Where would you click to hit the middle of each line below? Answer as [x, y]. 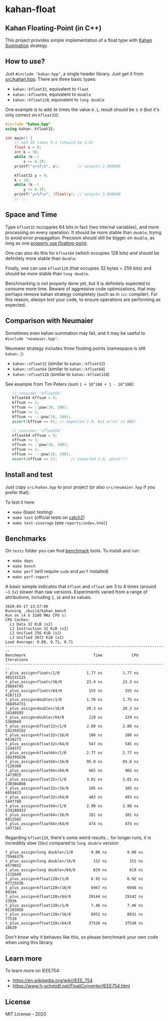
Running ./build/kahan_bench [36, 611]
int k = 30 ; [27, 152]
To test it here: [20, 502]
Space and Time [31, 215]
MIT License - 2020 [26, 1014]
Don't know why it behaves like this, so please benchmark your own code [82, 937]
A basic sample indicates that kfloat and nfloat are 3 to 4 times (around [81, 587]
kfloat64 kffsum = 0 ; [35, 398]
